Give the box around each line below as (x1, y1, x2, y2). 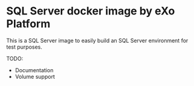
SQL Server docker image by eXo (6, 4, 175, 18)
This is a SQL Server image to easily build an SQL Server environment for (6, 37, 189, 44)
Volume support (15, 73, 56, 80)
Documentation (15, 66, 54, 73)
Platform (6, 17, 51, 31)
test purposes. (6, 43, 42, 51)
